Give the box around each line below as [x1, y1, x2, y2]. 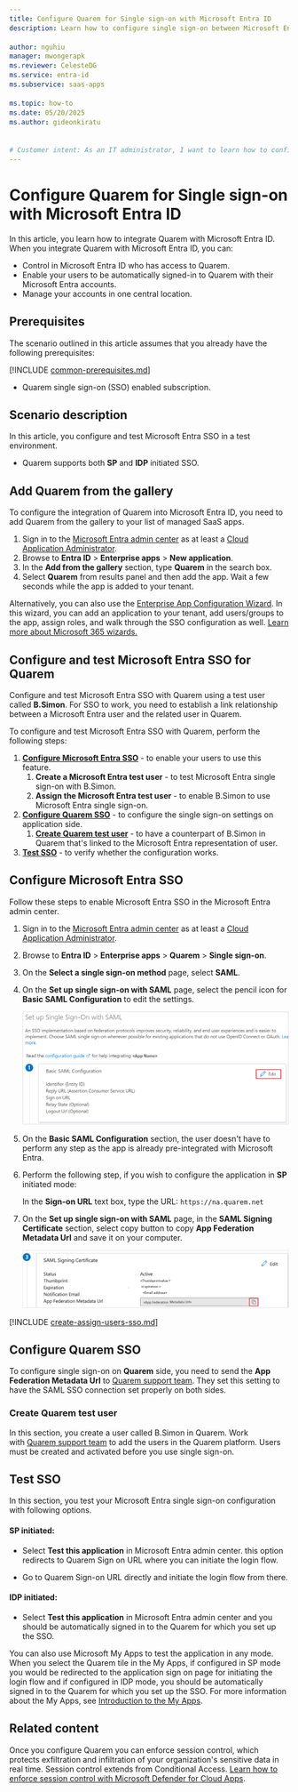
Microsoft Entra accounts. [21, 278, 117, 289]
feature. [21, 762, 51, 773]
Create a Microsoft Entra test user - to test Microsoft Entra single [35, 772, 277, 783]
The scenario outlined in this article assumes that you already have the [9, 338, 268, 349]
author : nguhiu [9, 43, 66, 52]
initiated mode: [21, 1178, 77, 1189]
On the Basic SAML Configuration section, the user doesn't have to [21, 1133, 271, 1144]
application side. [21, 819, 82, 830]
